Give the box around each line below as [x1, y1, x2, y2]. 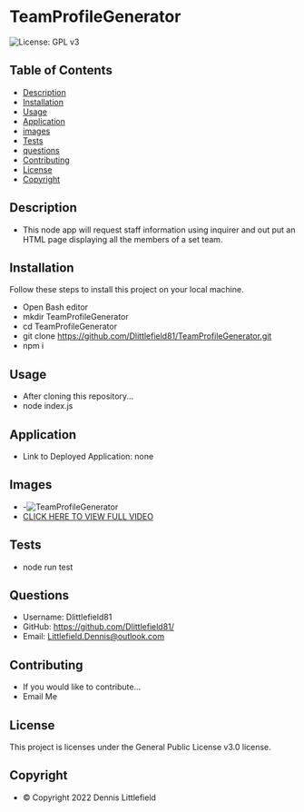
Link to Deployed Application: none [22, 451, 154, 461]
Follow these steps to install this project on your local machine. [9, 284, 244, 295]
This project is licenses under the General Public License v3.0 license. [9, 742, 272, 753]
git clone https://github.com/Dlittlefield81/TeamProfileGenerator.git [22, 331, 272, 342]
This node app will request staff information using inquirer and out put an [22, 224, 296, 235]
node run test [22, 561, 74, 572]
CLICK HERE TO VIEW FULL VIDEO [22, 510, 154, 521]
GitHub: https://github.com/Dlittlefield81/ [22, 621, 175, 632]
